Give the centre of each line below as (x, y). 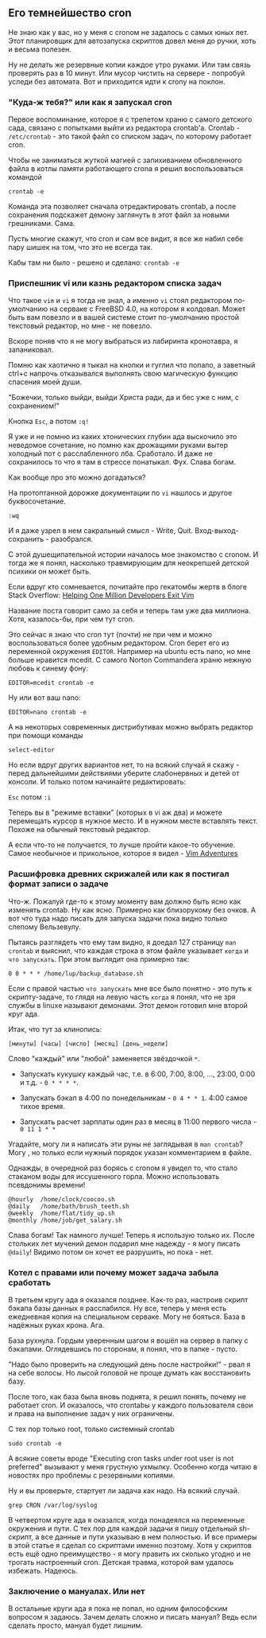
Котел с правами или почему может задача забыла (114, 1272)
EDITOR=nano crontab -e (48, 712)
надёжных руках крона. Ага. (56, 1325)
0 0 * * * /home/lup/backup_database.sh (76, 974)
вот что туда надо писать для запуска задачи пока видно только (118, 918)
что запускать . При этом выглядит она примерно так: (99, 959)
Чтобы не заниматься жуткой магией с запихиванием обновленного (125, 160)
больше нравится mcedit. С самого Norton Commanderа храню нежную (130, 660)
